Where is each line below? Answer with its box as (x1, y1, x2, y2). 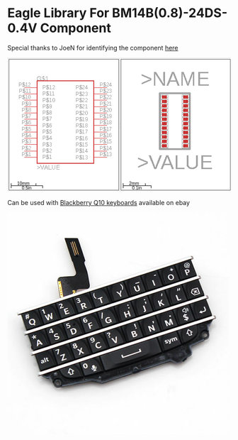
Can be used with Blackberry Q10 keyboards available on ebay (7, 198, 190, 207)
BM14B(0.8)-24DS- (112, 5, 228, 21)
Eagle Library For (7, 5, 110, 21)
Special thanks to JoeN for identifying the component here (7, 43, 178, 52)
